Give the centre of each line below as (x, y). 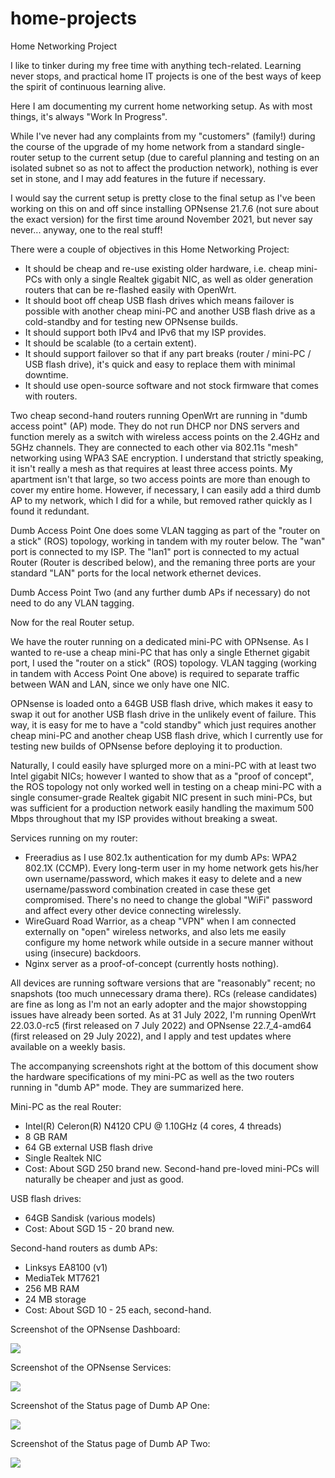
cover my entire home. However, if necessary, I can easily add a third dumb (166, 489)
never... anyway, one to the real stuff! (86, 229)
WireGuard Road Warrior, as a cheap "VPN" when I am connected (160, 921)
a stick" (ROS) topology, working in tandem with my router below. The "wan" (168, 541)
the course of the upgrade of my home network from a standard (142, 146)
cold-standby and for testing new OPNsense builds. (131, 321)
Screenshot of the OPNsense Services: (91, 1367)
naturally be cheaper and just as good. (104, 1179)
